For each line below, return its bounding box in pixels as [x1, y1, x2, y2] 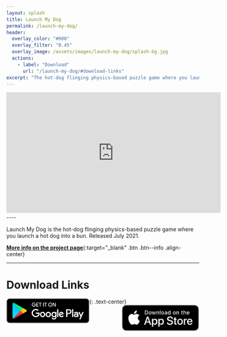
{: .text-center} [89, 298, 127, 306]
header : [6, 29, 26, 36]
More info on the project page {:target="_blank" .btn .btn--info [6, 244, 164, 251]
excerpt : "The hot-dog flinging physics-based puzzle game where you [6, 74, 188, 81]
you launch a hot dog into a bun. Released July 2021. [6, 232, 140, 240]
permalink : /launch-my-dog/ [6, 23, 78, 29]
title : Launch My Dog [6, 16, 62, 23]
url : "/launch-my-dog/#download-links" [22, 68, 124, 74]
